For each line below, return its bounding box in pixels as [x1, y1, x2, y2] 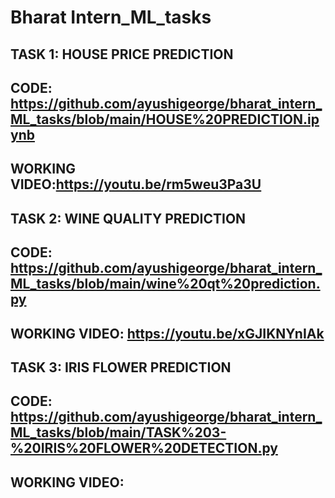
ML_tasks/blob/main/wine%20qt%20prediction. [10, 276, 321, 293]
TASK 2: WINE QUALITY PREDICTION [10, 210, 247, 227]
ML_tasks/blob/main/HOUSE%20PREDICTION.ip [10, 111, 320, 128]
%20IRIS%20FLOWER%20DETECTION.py [10, 440, 278, 457]
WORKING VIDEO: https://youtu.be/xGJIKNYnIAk [10, 325, 325, 342]
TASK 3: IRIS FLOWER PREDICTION [10, 359, 232, 376]
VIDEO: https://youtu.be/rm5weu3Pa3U [10, 176, 262, 193]
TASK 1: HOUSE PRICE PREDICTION [10, 46, 234, 63]
